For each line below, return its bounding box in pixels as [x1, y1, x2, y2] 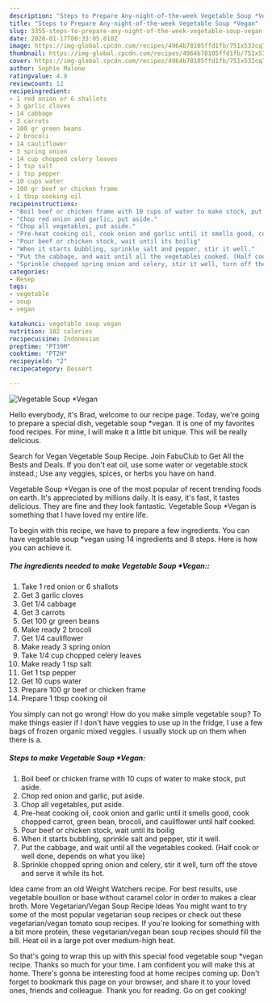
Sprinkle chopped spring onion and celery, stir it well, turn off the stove [20, 859, 257, 870]
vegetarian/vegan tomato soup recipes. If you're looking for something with [9, 918, 261, 928]
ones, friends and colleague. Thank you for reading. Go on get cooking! [9, 985, 247, 995]
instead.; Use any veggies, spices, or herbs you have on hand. [9, 468, 216, 478]
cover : [9, 57, 31, 66]
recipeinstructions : [9, 200, 79, 208]
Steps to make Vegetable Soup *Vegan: [9, 753, 146, 763]
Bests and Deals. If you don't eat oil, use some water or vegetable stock [9, 459, 249, 469]
